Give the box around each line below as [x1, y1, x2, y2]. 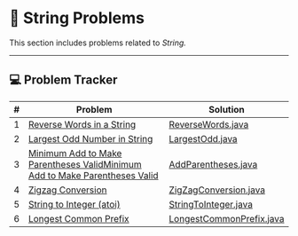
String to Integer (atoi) [27, 198, 122, 210]
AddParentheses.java [169, 158, 258, 170]
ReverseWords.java [169, 118, 249, 130]
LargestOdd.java [169, 132, 238, 145]
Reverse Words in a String [27, 118, 137, 130]
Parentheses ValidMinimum [27, 158, 142, 170]
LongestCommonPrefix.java [169, 212, 285, 224]
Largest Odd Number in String [27, 132, 153, 145]
